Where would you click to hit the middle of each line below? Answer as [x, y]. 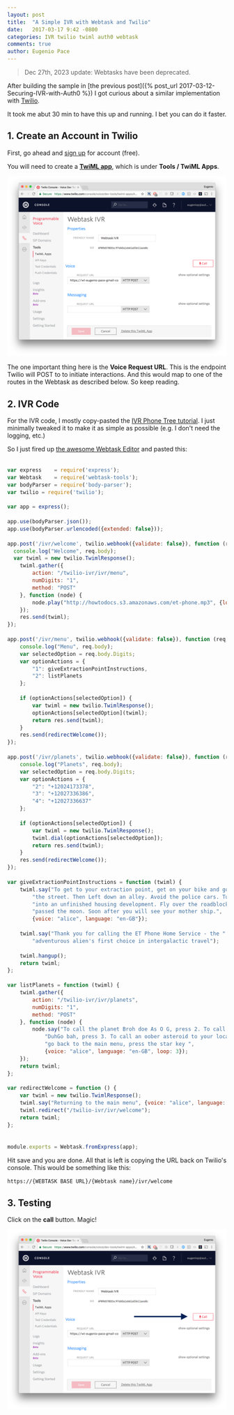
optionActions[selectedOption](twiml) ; [90, 713]
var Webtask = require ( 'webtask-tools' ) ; [73, 477]
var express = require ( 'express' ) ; [63, 470]
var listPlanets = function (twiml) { [63, 985]
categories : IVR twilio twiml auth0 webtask [73, 37]
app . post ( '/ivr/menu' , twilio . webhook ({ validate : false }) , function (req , [118, 639]
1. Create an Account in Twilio [72, 136]
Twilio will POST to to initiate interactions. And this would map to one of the [115, 375]
